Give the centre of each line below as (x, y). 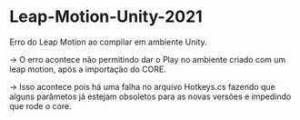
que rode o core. (41, 105)
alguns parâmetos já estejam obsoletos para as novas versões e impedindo (150, 96)
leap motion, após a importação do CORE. (88, 69)
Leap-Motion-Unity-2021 (106, 17)
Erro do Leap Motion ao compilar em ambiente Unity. (108, 42)
